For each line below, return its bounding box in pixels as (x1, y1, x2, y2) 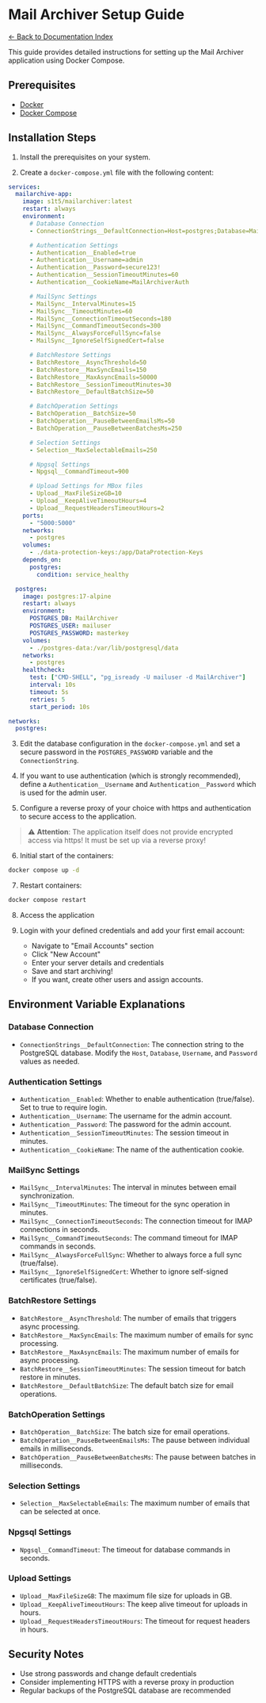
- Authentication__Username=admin (28, 256, 144, 264)
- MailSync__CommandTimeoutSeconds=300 (28, 322, 161, 330)
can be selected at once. (19, 1507, 101, 1517)
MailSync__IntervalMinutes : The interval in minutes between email (19, 1183, 237, 1192)
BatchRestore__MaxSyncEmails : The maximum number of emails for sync (19, 1330, 253, 1340)
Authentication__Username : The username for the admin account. (19, 1111, 232, 1121)
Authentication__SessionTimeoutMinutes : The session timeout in (19, 1128, 230, 1137)
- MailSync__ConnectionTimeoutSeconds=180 (28, 315, 172, 323)
